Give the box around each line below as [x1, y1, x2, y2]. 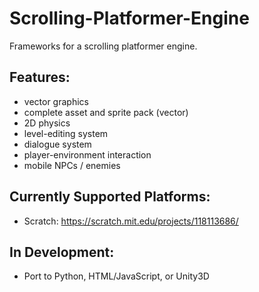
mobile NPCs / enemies [23, 159, 121, 171]
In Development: [9, 243, 115, 261]
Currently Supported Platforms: [9, 188, 211, 206]
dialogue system [23, 138, 92, 150]
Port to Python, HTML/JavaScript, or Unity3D [23, 270, 210, 282]
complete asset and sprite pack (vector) [23, 106, 189, 118]
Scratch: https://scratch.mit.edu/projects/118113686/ [23, 215, 239, 227]
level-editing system [23, 127, 109, 139]
